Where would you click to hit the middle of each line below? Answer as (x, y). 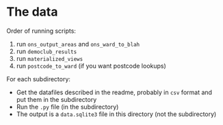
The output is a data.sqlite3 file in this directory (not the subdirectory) (116, 114)
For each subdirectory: (39, 79)
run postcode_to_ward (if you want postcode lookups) (91, 66)
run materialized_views (50, 58)
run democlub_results (47, 51)
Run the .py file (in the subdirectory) (67, 107)
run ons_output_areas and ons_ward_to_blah (78, 44)
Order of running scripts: (41, 31)
